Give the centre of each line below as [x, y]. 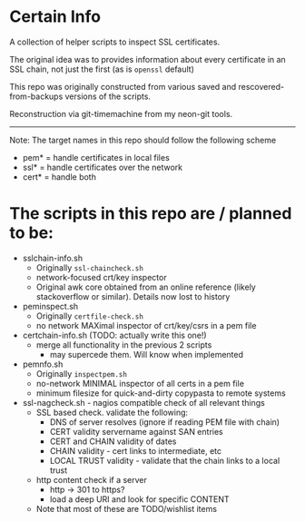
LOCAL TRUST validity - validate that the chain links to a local [165, 460]
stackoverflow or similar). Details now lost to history [133, 296]
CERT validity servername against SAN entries [137, 431]
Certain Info [55, 17]
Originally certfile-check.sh [89, 316]
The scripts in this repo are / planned [151, 214]
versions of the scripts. [108, 96]
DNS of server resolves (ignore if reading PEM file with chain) [164, 422]
